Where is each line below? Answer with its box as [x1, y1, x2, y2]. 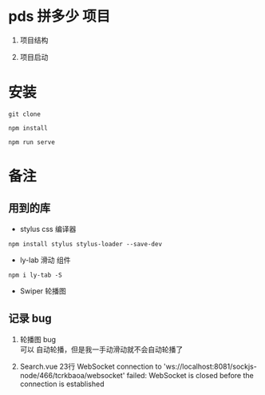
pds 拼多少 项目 [8, 7, 111, 26]
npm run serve [8, 138, 56, 146]
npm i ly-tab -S [8, 271, 62, 279]
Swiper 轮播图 [19, 285, 66, 296]
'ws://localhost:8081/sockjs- [163, 361, 257, 371]
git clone [8, 110, 42, 118]
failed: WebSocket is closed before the [126, 370, 254, 380]
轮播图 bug [19, 334, 57, 344]
